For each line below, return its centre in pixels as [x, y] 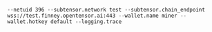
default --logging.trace [86, 22]
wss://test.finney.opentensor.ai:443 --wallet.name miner [92, 16]
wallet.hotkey [28, 22]
